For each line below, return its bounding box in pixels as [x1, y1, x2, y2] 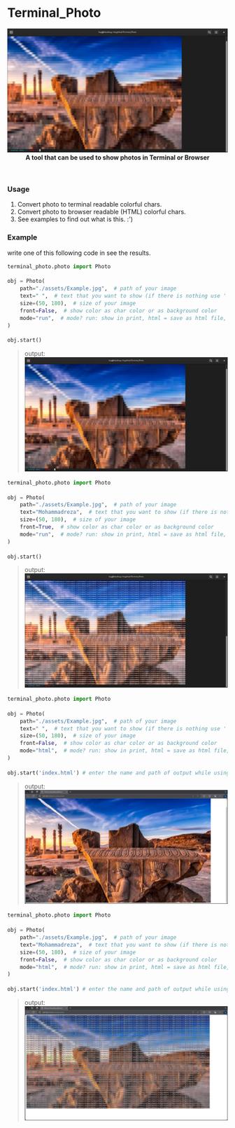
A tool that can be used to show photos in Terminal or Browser [25, 153, 210, 162]
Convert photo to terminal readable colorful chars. [17, 200, 162, 209]
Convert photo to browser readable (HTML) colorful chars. [17, 208, 187, 216]
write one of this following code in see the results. [7, 249, 151, 257]
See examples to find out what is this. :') [17, 215, 134, 223]
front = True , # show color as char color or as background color [20, 524, 215, 531]
